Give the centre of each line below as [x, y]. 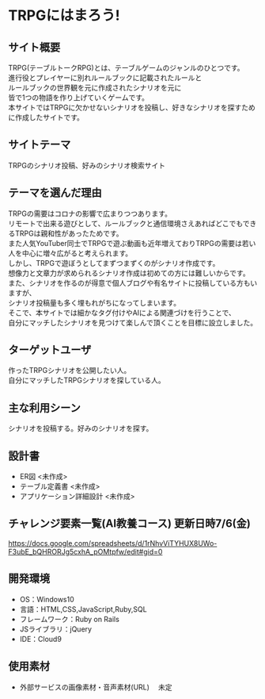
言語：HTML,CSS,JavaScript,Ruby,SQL [83, 609]
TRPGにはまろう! [64, 15]
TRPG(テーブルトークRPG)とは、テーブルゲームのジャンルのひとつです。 [126, 68]
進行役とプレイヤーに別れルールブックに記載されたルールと [105, 78]
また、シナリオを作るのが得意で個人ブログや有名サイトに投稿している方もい [133, 282]
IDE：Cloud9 [40, 639]
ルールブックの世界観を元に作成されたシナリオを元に [95, 88]
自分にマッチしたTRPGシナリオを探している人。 [87, 380]
